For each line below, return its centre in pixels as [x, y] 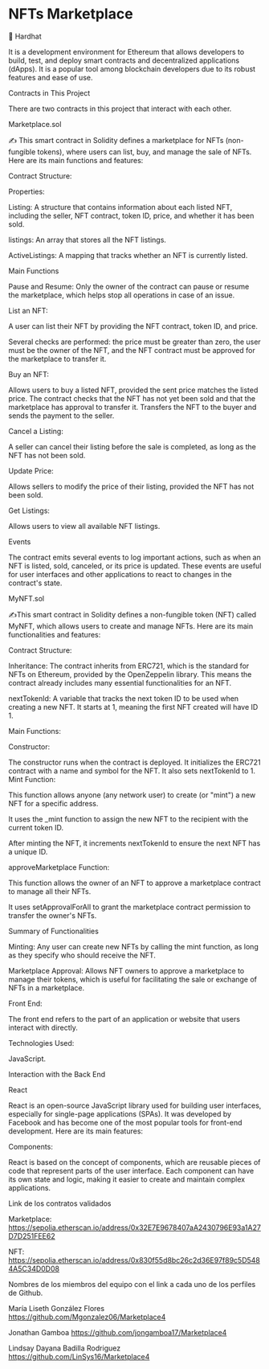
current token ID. [36, 827]
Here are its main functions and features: [76, 160]
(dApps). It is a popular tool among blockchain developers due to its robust [132, 68]
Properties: [27, 191]
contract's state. [35, 583]
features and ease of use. [51, 77]
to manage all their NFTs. [50, 891]
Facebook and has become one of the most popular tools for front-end [125, 1122]
